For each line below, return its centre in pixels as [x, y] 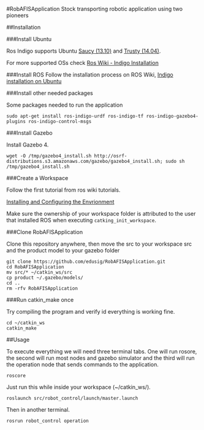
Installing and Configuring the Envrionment [60, 202]
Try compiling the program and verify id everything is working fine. [91, 311]
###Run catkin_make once [40, 300]
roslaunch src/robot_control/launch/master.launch [72, 398]
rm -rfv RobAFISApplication [42, 289]
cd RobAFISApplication [35, 267]
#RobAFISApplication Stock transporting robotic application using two [94, 9]
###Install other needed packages [50, 93]
